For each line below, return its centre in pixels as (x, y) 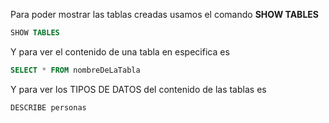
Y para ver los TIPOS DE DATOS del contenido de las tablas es (138, 89)
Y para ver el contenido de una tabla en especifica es (120, 51)
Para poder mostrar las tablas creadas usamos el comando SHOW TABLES (164, 14)
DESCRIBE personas (48, 107)
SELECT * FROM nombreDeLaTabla (75, 70)
